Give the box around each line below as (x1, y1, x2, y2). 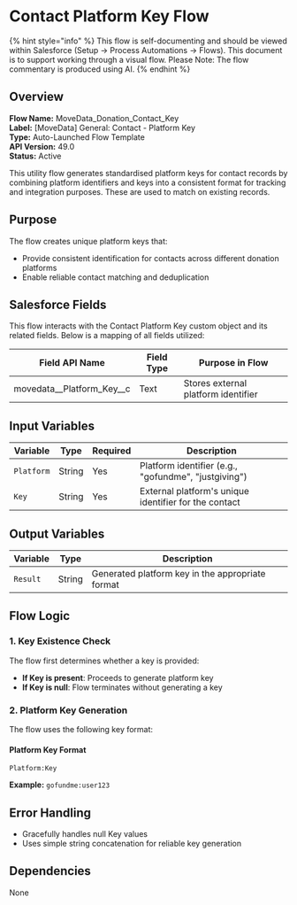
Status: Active (9, 151, 62, 161)
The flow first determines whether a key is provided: (9, 655, 200, 666)
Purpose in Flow (198, 357, 269, 369)
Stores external (183, 377, 247, 390)
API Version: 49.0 (9, 141, 75, 151)
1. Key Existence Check (9, 635, 111, 647)
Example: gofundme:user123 (9, 779, 110, 790)
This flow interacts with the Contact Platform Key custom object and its (9, 321, 268, 331)
